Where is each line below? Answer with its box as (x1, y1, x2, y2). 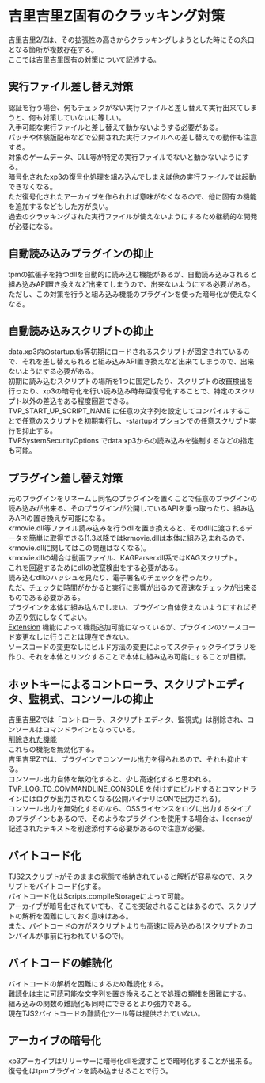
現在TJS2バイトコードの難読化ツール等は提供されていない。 (8, 1009, 205, 1018)
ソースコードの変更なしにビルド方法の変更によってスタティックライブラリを (8, 642, 257, 652)
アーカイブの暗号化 (8, 1034, 101, 1047)
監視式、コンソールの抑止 (28, 692, 154, 705)
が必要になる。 (8, 221, 57, 230)
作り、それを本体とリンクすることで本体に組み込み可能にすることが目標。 (8, 652, 251, 662)
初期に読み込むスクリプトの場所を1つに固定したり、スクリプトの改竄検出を (8, 377, 254, 386)
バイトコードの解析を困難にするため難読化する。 (8, 978, 168, 988)
